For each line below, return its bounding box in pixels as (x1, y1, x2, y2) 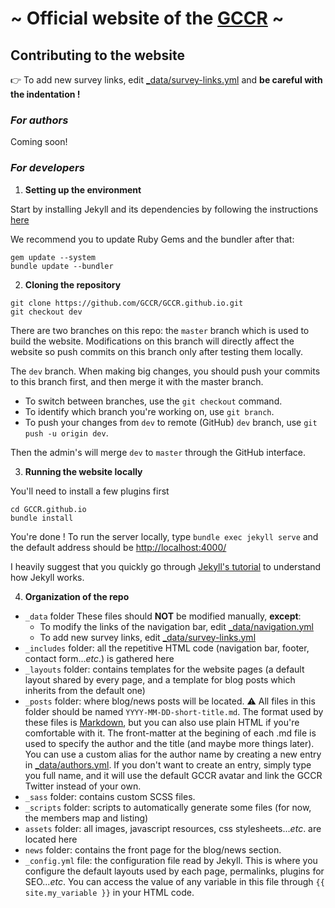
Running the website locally (24, 465, 143, 477)
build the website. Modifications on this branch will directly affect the (10, 335, 295, 347)
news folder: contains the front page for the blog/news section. (24, 843, 282, 856)
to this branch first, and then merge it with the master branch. (10, 375, 264, 387)
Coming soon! (10, 136, 68, 148)
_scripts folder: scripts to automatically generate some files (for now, (24, 801, 312, 813)
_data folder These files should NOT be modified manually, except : (24, 610, 302, 622)
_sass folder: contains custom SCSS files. (24, 790, 196, 802)
